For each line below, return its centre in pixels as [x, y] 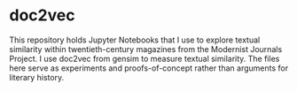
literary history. [37, 77]
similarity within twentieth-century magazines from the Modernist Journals [146, 49]
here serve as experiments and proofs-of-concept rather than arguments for [149, 68]
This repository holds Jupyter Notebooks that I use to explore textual [135, 40]
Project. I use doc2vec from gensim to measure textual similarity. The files [145, 58]
